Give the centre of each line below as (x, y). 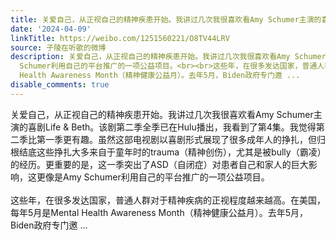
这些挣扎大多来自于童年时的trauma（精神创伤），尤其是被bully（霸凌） (179, 152)
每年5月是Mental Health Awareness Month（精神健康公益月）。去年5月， (159, 212)
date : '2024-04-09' (51, 29)
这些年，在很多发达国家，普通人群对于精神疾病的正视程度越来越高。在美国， (168, 200)
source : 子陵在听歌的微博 (58, 47)
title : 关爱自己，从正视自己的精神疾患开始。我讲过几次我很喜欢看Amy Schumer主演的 (166, 19)
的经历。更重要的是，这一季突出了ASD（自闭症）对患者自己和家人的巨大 (159, 164)
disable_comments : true (60, 85)
